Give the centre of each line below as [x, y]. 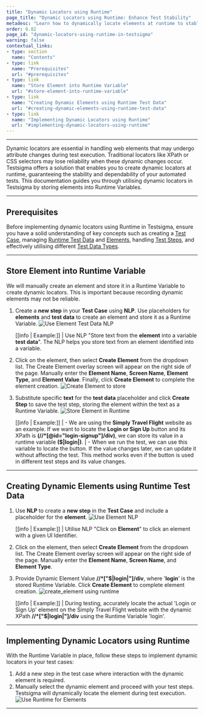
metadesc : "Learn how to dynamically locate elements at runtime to [95, 23]
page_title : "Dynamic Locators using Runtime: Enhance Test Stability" [99, 18]
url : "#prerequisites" [40, 74]
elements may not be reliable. [43, 299]
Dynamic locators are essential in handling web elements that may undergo [100, 148]
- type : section [27, 52]
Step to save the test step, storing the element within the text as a [97, 404]
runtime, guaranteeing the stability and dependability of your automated [96, 174]
